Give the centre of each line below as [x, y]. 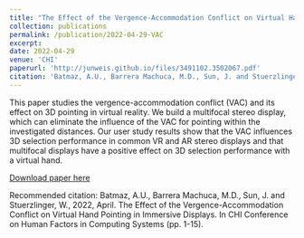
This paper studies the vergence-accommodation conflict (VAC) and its [142, 102]
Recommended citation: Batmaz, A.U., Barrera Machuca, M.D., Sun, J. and [147, 195]
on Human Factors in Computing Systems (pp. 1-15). [106, 224]
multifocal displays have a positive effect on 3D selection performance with [150, 150]
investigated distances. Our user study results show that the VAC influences [151, 131]
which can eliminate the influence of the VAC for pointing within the [135, 121]
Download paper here [50, 177]
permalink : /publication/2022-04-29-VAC [87, 34]
